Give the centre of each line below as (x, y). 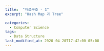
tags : (10, 32)
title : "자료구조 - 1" (27, 9)
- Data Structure (27, 36)
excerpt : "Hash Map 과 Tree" (34, 14)
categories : (17, 23)
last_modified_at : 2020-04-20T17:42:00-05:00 (52, 41)
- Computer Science (29, 27)
